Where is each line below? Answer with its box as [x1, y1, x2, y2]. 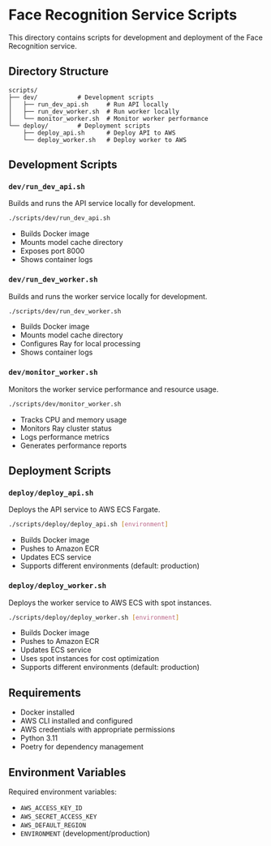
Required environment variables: [8, 787, 118, 797]
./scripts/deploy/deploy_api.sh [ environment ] [8, 521, 169, 529]
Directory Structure [8, 65, 110, 79]
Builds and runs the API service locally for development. [8, 199, 196, 208]
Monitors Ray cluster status [19, 423, 112, 433]
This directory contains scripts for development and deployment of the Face [8, 32, 264, 42]
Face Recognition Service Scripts [8, 6, 238, 24]
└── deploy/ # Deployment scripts [8, 122, 151, 130]
